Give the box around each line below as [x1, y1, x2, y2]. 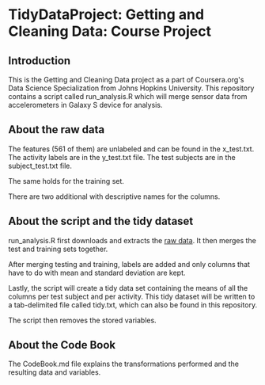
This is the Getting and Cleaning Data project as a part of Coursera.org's [8, 75, 244, 84]
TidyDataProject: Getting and [8, 6, 204, 24]
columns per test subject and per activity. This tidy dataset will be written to [8, 292, 256, 301]
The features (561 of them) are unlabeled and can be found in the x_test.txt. [8, 144, 255, 154]
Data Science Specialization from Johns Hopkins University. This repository [8, 83, 255, 93]
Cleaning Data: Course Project [8, 22, 212, 40]
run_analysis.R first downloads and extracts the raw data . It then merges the [8, 235, 257, 245]
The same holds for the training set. [8, 176, 125, 185]
